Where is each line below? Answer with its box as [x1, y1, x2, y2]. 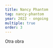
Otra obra [5, 38, 24, 44]
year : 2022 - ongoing [5, 16, 49, 21]
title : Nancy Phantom [5, 7, 49, 12]
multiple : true [5, 20, 36, 26]
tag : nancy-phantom [5, 12, 44, 16]
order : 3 [5, 25, 23, 30]
